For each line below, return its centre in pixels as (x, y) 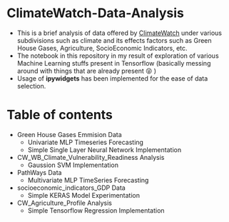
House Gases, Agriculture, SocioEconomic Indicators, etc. (102, 48)
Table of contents (60, 115)
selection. (31, 86)
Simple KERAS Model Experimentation (84, 195)
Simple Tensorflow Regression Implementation (96, 210)
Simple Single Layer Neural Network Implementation (105, 150)
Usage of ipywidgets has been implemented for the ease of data (112, 78)
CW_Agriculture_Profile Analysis (64, 203)
